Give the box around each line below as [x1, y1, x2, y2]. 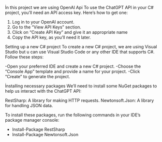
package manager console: [5, 117, 59, 123]
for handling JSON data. [5, 103, 53, 108]
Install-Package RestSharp [12, 127, 65, 132]
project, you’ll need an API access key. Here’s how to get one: [5, 10, 128, 15]
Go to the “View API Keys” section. [12, 24, 81, 30]
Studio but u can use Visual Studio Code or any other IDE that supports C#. [5, 49, 155, 55]
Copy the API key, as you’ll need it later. [12, 34, 91, 40]
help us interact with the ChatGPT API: [5, 88, 82, 94]
